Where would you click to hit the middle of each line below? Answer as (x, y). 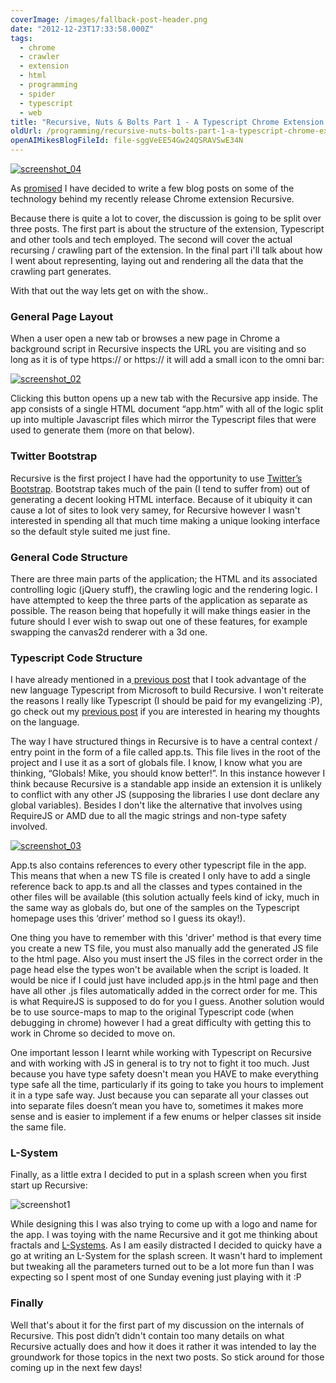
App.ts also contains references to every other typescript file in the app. (158, 865)
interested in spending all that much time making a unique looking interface (165, 520)
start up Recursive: (49, 1185)
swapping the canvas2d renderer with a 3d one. (109, 632)
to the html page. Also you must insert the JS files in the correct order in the (166, 959)
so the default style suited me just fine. (90, 531)
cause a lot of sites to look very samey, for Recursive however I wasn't (155, 510)
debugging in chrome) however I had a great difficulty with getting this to (161, 1023)
